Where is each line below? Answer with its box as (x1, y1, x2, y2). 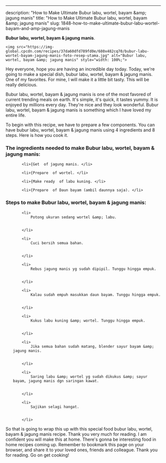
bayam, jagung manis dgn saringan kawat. (12, 378, 99, 383)
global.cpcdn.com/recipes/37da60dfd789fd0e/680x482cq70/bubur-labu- (5, 49, 149, 54)
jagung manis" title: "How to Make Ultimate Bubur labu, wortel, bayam (5, 15, 147, 21)
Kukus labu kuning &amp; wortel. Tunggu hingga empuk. (31, 318, 146, 323)
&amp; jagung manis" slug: (5, 20, 61, 26)
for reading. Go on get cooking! (5, 452, 69, 458)
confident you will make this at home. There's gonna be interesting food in (5, 436, 157, 442)
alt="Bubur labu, (111, 53, 147, 58)
